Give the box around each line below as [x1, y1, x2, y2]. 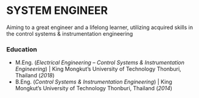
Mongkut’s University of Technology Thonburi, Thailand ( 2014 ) [15, 85, 172, 92]
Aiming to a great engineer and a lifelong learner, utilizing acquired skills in [6, 24, 194, 31]
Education [6, 45, 38, 53]
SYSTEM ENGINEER [6, 4, 108, 18]
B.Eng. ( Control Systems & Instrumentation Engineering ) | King [15, 78, 172, 85]
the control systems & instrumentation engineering [6, 30, 133, 37]
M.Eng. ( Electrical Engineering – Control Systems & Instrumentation [15, 59, 184, 67]
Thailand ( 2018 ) [15, 72, 55, 79]
